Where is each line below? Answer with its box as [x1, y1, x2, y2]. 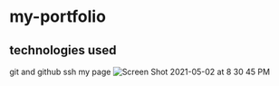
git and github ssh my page [9, 66, 111, 77]
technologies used [9, 43, 117, 58]
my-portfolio [9, 6, 107, 27]
